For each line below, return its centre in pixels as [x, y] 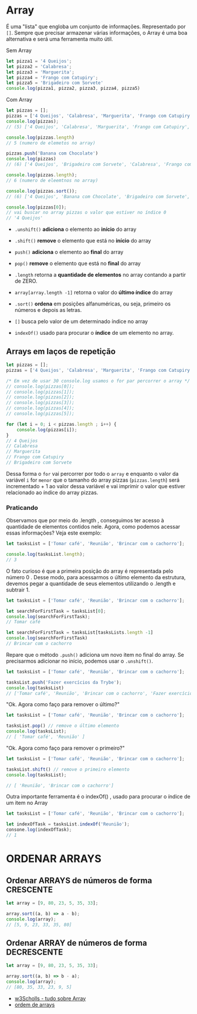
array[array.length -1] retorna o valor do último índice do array [94, 293]
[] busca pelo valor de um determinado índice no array [81, 321]
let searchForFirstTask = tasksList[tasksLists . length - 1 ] [80, 633]
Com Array [19, 100]
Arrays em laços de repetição [61, 351]
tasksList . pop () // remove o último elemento [62, 726]
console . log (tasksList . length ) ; [45, 555]
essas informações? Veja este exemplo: [54, 533]
